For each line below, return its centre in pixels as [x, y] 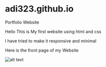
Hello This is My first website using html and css [53, 31]
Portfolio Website [22, 22]
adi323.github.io [39, 9]
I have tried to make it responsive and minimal [51, 41]
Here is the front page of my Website [42, 50]
